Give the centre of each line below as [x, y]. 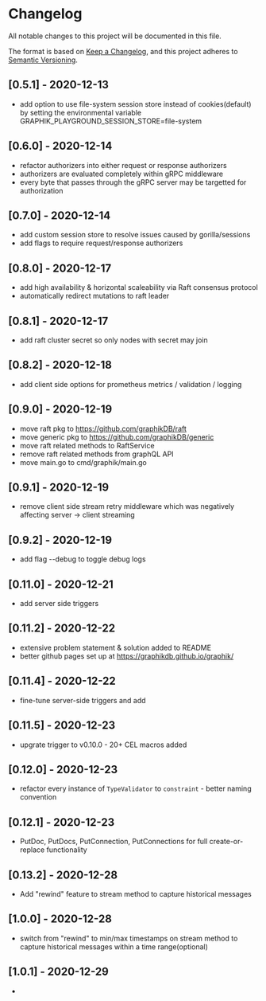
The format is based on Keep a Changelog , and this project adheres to [123, 51]
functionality [67, 850]
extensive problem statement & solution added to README [116, 647]
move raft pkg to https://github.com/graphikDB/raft [103, 428]
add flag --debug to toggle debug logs [83, 559]
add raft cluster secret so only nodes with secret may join [114, 340]
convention [38, 797]
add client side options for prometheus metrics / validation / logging [131, 384]
